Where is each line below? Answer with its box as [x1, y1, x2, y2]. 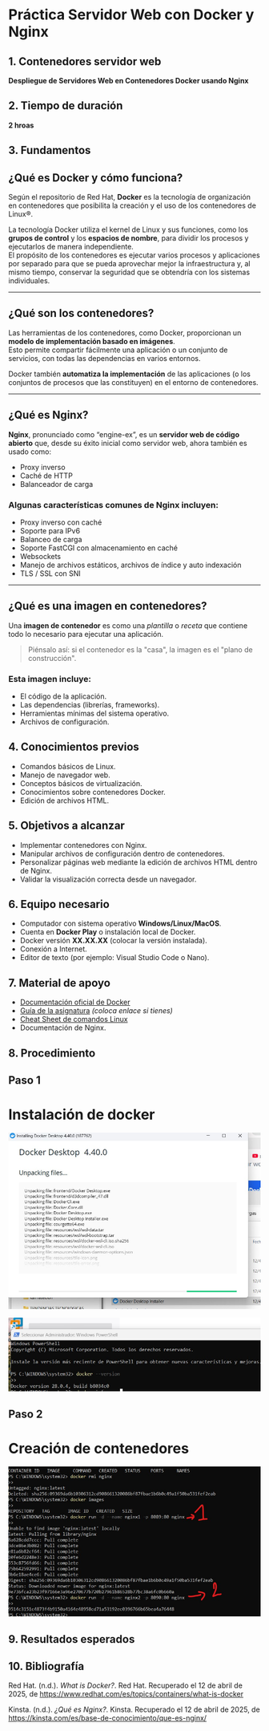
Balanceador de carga [19, 479, 94, 488]
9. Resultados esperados [8, 1632, 135, 1646]
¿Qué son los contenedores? [8, 306, 155, 320]
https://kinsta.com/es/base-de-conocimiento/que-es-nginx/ [8, 1713, 207, 1723]
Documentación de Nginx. [19, 1023, 106, 1032]
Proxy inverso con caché [19, 517, 102, 527]
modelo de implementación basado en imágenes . [8, 336, 176, 346]
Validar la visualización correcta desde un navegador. [19, 874, 197, 884]
